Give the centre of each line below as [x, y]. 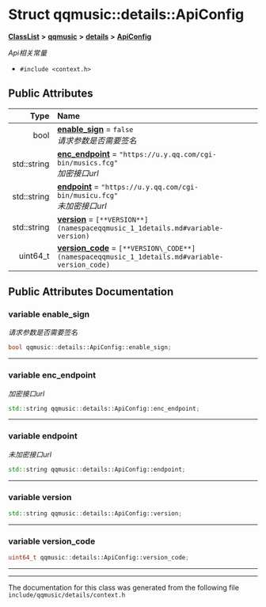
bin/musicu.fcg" [87, 195]
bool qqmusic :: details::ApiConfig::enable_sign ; [90, 347]
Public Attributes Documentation [91, 292]
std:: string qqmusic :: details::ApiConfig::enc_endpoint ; [104, 408]
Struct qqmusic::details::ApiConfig [126, 15]
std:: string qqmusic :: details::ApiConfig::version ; [95, 513]
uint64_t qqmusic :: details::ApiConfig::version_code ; [99, 558]
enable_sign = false [95, 129]
